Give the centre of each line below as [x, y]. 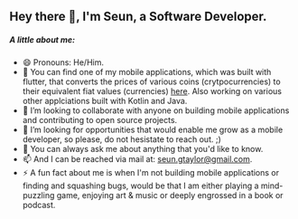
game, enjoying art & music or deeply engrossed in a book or [170, 195]
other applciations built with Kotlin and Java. [105, 101]
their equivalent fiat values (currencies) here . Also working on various [152, 91]
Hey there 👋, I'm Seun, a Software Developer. [138, 17]
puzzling [38, 195]
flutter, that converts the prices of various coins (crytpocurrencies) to [152, 81]
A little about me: [42, 39]
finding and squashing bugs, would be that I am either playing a [140, 186]
